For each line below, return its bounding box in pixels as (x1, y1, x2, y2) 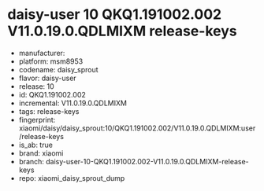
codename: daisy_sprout (18, 64, 99, 74)
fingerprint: (18, 115, 56, 124)
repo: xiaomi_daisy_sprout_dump (18, 173, 125, 182)
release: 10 (18, 81, 54, 91)
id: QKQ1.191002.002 (18, 90, 86, 99)
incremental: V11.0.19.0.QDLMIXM (18, 98, 128, 108)
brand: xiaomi (18, 148, 64, 158)
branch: (18, 156, 45, 166)
